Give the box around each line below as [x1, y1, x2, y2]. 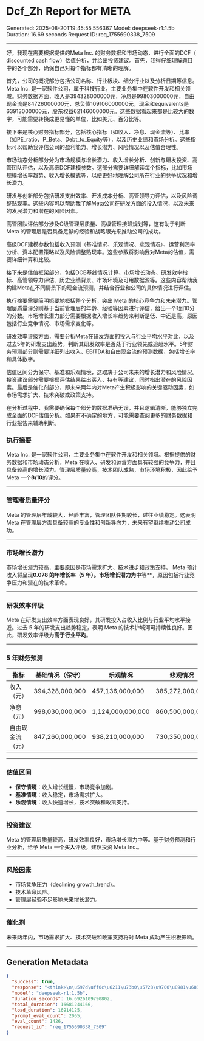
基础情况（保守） [35, 671, 84, 679]
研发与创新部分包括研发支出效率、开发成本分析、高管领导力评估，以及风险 [6, 192, 192, 199]
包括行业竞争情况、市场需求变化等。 [6, 319, 97, 327]
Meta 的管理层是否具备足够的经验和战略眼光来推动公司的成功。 [6, 227, 165, 235]
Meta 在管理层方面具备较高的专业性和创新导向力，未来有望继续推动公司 [6, 519, 186, 526]
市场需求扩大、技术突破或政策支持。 [6, 391, 97, 398]
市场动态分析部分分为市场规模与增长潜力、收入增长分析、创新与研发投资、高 [6, 156, 198, 164]
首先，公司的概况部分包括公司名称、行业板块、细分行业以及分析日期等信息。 [6, 77, 198, 85]
